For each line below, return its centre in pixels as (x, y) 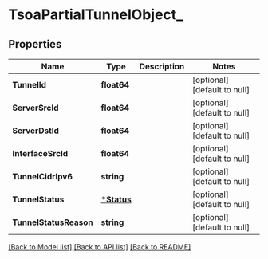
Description (162, 67)
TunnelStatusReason (53, 222)
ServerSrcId (35, 108)
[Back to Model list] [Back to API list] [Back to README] (100, 247)
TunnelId (29, 85)
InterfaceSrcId (40, 153)
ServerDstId (36, 131)
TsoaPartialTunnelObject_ (96, 15)
